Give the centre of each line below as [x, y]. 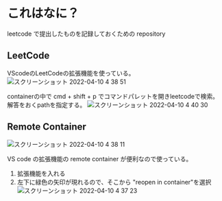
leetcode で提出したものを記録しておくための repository [86, 34]
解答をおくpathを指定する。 [47, 105]
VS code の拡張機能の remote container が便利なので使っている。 [100, 158]
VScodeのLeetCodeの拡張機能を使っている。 [71, 73]
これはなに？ [44, 13]
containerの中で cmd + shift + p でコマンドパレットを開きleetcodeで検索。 [113, 96]
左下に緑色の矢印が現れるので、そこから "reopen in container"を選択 [114, 182]
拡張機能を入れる [41, 173]
